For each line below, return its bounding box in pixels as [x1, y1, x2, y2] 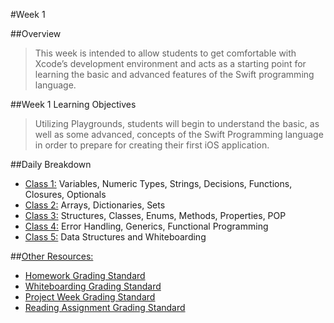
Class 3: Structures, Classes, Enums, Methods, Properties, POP [24, 210, 287, 221]
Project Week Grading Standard [24, 291, 156, 303]
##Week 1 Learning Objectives [10, 99, 137, 110]
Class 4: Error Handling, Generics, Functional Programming [24, 220, 269, 232]
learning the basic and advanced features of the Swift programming [34, 69, 315, 80]
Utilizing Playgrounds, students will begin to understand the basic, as [34, 118, 320, 129]
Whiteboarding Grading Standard [24, 280, 162, 292]
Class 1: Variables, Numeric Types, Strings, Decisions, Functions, [24, 178, 293, 189]
